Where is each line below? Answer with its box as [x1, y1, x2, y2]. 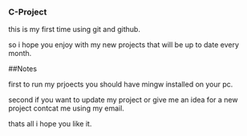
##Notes [8, 64, 38, 74]
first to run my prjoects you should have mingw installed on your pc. [8, 79, 233, 90]
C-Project [8, 6, 47, 18]
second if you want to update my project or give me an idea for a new [8, 95, 238, 105]
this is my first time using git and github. [8, 25, 140, 34]
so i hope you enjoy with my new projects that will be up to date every [8, 40, 239, 50]
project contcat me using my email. [8, 103, 124, 114]
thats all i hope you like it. [8, 119, 92, 129]
